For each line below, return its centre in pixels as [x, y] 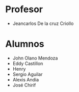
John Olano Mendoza [35, 58]
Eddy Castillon [28, 63]
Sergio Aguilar [28, 74]
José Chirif [24, 85]
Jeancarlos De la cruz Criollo [43, 23]
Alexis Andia [26, 79]
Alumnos [25, 44]
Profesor [24, 9]
